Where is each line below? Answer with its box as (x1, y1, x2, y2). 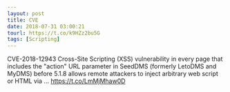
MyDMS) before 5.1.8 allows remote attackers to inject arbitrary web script (7, 70, 219, 78)
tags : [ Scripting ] (7, 36, 60, 43)
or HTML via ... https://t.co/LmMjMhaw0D (7, 77, 126, 85)
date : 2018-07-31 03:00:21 (7, 23, 85, 30)
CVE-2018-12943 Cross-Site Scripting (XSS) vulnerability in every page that (7, 55, 223, 63)
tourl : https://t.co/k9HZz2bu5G (7, 29, 100, 37)
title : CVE (7, 17, 39, 24)
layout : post (7, 10, 45, 17)
